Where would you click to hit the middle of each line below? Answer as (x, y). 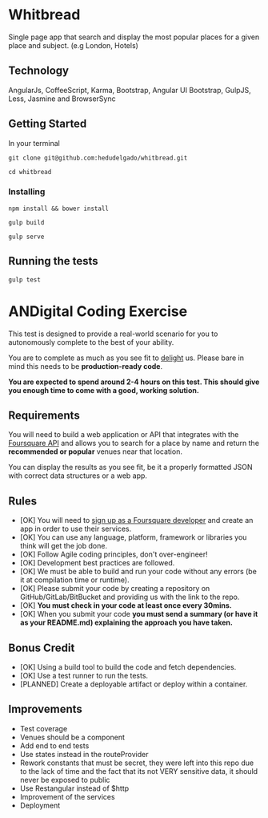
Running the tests (53, 261)
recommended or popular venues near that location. (95, 452)
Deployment (40, 805)
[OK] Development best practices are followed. (97, 563)
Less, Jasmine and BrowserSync (62, 99)
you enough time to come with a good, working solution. (104, 390)
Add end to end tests (54, 745)
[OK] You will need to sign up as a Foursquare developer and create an (136, 520)
